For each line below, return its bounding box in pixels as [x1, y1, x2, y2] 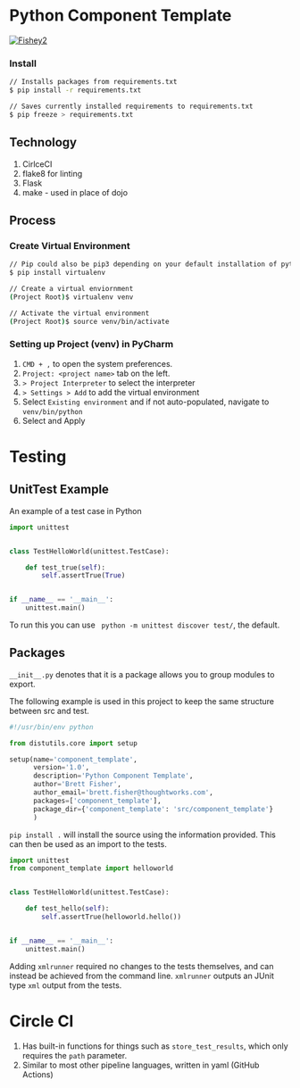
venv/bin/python [21, 407, 83, 416]
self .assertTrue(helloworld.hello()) [41, 912, 181, 922]
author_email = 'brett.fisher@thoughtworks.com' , [32, 788, 214, 797]
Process [9, 212, 56, 228]
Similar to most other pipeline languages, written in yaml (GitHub [21, 1059, 260, 1070]
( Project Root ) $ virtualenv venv [9, 292, 134, 302]
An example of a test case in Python [9, 505, 142, 516]
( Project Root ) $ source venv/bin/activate [9, 317, 170, 326]
